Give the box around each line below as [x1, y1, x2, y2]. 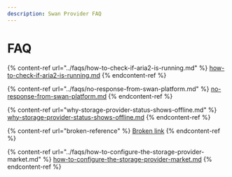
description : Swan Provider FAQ [7, 10, 102, 17]
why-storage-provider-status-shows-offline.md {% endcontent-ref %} [7, 113, 211, 121]
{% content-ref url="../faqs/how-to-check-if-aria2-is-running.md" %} [7, 64, 208, 72]
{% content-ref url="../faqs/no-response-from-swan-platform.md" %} [7, 85, 210, 93]
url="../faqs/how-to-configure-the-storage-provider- [52, 148, 205, 156]
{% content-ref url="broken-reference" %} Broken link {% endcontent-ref [7, 127, 221, 135]
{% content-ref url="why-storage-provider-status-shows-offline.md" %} [7, 106, 217, 114]
